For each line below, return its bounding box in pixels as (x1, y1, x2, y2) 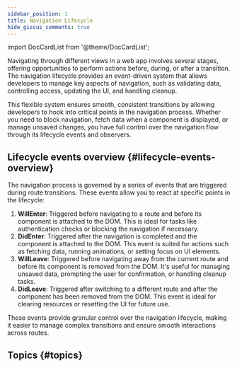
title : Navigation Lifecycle (7, 17, 93, 24)
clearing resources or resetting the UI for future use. (17, 300, 170, 309)
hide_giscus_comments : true (7, 23, 91, 30)
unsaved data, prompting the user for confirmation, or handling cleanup (17, 270, 226, 278)
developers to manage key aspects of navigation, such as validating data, (7, 79, 221, 88)
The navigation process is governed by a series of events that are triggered (7, 181, 227, 190)
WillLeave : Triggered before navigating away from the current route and (17, 255, 229, 263)
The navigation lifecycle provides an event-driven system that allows (7, 71, 207, 80)
